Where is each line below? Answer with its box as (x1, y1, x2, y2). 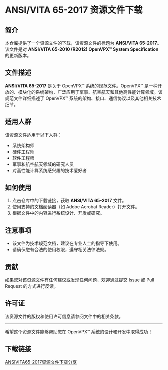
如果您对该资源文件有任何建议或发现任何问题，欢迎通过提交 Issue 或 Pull (5, 277, 154, 283)
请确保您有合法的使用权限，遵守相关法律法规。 (12, 247, 109, 253)
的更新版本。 (5, 53, 31, 58)
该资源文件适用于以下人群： (5, 132, 62, 138)
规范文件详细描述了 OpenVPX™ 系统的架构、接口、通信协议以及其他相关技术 (5, 95, 161, 101)
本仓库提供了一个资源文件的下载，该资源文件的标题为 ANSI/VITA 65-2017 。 (5, 40, 162, 46)
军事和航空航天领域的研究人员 (12, 161, 74, 167)
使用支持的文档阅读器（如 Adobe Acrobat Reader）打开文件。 (12, 204, 140, 210)
